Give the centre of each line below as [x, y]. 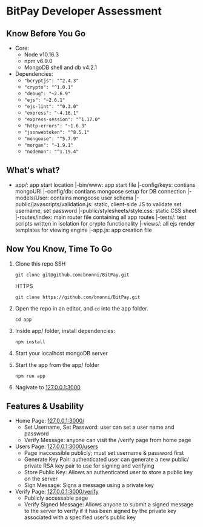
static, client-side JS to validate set [138, 204]
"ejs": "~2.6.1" [45, 100]
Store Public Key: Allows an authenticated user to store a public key [108, 472]
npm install [30, 342]
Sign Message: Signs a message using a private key [89, 485]
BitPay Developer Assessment [84, 11]
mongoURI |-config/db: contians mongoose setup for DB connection [101, 191]
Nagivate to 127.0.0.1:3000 [48, 387]
